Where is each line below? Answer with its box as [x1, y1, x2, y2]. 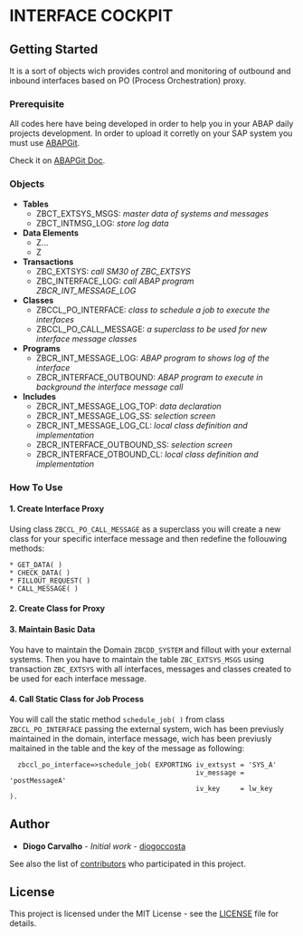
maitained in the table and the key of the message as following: [9, 742, 245, 753]
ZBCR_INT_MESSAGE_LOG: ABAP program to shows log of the [35, 352, 270, 363]
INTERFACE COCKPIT [9, 5, 174, 26]
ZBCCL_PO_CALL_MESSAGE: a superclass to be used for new [35, 323, 268, 334]
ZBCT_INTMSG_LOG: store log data [35, 217, 169, 228]
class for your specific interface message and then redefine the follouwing [9, 533, 288, 544]
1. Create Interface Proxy [9, 504, 105, 515]
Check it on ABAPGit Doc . [9, 155, 106, 166]
